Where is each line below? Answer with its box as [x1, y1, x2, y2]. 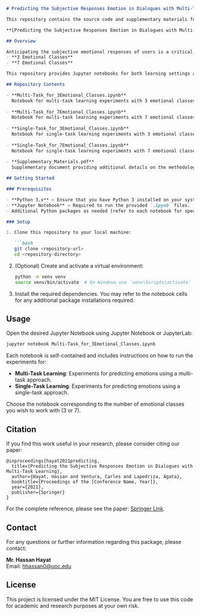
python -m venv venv [14, 274, 66, 280]
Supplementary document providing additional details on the [11, 164, 167, 170]
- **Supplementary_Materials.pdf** [6, 159, 95, 165]
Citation [6, 424, 37, 435]
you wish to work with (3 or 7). [6, 407, 82, 414]
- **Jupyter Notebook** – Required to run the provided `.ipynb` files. [6, 202, 190, 209]
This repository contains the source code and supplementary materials [6, 16, 187, 22]
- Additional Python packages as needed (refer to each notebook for [6, 208, 183, 214]
